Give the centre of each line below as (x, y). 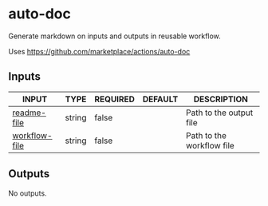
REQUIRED (115, 99)
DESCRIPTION (221, 99)
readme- (29, 113)
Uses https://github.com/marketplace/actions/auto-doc (99, 51)
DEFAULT (160, 99)
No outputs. (28, 193)
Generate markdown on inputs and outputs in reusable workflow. (114, 36)
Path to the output (220, 113)
